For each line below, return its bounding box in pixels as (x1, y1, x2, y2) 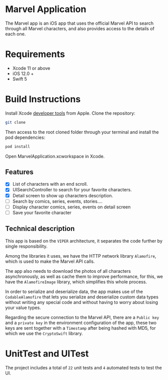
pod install (5, 144, 30, 149)
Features (5, 168, 34, 176)
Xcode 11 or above (12, 65, 51, 71)
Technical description (5, 224, 75, 233)
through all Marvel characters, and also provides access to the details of (5, 25, 154, 31)
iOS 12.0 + (12, 70, 34, 77)
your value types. (5, 305, 41, 311)
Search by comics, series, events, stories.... (12, 198, 103, 204)
